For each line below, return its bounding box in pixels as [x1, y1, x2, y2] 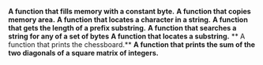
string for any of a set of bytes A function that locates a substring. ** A [8, 31, 246, 41]
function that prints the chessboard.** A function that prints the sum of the [8, 40, 255, 49]
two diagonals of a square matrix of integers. [8, 49, 160, 57]
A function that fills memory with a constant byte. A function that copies [8, 7, 251, 16]
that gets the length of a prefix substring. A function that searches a [8, 23, 237, 32]
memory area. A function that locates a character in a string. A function [8, 15, 249, 24]
